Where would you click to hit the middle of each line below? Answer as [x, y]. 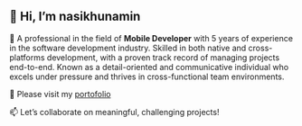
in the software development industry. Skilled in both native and [128, 48]
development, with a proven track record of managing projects [163, 57]
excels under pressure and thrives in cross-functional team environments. [147, 76]
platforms [27, 57]
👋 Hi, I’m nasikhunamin [75, 17]
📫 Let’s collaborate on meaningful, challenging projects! [114, 112]
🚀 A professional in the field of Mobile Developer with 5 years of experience [151, 38]
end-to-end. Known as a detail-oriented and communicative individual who [149, 67]
